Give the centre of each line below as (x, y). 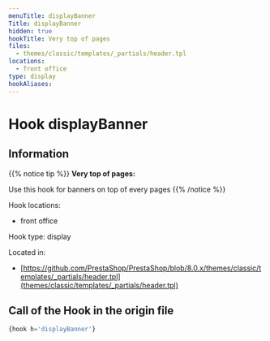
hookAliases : (30, 84)
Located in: (27, 252)
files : (19, 46)
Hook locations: (34, 205)
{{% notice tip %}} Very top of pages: (72, 173)
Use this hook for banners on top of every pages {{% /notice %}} (117, 189)
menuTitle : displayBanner (52, 16)
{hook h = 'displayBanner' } (52, 330)
